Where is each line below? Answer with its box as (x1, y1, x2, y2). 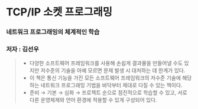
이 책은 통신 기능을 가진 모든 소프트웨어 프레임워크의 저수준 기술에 (29, 74, 181, 81)
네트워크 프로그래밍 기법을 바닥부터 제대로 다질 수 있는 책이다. (40, 82, 183, 89)
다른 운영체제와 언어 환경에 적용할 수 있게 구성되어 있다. (29, 97, 158, 104)
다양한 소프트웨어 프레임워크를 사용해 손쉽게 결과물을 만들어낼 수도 (29, 60, 183, 67)
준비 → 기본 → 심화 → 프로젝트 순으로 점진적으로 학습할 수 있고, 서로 (29, 89, 187, 96)
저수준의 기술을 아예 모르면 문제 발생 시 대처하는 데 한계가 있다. (40, 67, 186, 74)
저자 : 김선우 (6, 45, 40, 54)
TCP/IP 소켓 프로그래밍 (6, 5, 113, 19)
